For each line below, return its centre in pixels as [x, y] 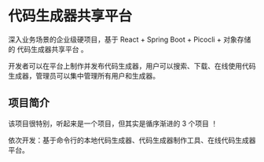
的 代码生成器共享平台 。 [48, 49]
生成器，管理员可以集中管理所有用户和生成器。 [84, 75]
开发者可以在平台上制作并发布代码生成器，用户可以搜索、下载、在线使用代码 [132, 66]
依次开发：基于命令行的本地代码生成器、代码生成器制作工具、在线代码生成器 [132, 140]
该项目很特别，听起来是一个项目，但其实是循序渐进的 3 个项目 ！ [113, 123]
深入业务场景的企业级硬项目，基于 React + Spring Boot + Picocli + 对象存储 [130, 39]
